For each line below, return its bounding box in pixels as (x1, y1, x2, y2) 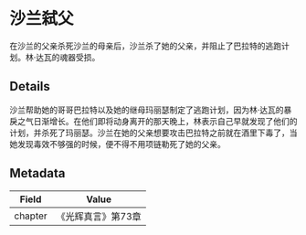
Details (9, 79, 50, 94)
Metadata (9, 166, 66, 181)
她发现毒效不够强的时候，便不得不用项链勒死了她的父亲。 (9, 138, 226, 149)
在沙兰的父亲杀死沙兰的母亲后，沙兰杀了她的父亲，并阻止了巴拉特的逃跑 (9, 40, 281, 51)
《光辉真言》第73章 (56, 209, 142, 222)
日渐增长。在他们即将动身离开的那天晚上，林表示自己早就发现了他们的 (33, 115, 298, 126)
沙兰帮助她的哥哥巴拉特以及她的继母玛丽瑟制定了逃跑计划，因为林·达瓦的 (9, 104, 285, 115)
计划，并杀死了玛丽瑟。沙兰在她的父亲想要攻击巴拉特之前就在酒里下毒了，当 (9, 127, 298, 138)
